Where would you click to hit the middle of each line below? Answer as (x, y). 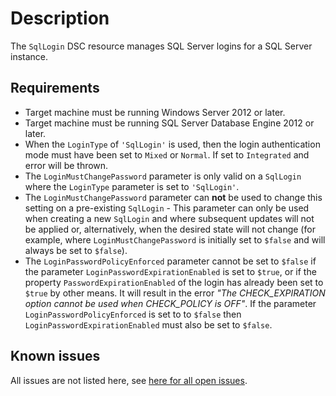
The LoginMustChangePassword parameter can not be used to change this (173, 197)
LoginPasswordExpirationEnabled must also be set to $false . (148, 324)
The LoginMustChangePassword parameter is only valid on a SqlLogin (163, 176)
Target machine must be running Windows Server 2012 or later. (155, 112)
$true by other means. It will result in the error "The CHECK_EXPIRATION (175, 293)
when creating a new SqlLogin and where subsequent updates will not (169, 218)
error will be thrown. (66, 165)
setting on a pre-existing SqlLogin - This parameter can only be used (167, 208)
